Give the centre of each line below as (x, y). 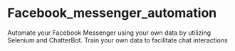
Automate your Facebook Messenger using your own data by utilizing (109, 33)
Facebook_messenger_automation (112, 13)
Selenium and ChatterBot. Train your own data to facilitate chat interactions (117, 40)
